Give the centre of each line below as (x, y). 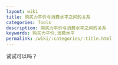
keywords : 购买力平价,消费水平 (40, 33)
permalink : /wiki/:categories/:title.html (59, 39)
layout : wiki (22, 11)
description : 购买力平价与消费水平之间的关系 (56, 28)
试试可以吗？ (22, 56)
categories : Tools (29, 22)
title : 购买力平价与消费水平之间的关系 (48, 17)
